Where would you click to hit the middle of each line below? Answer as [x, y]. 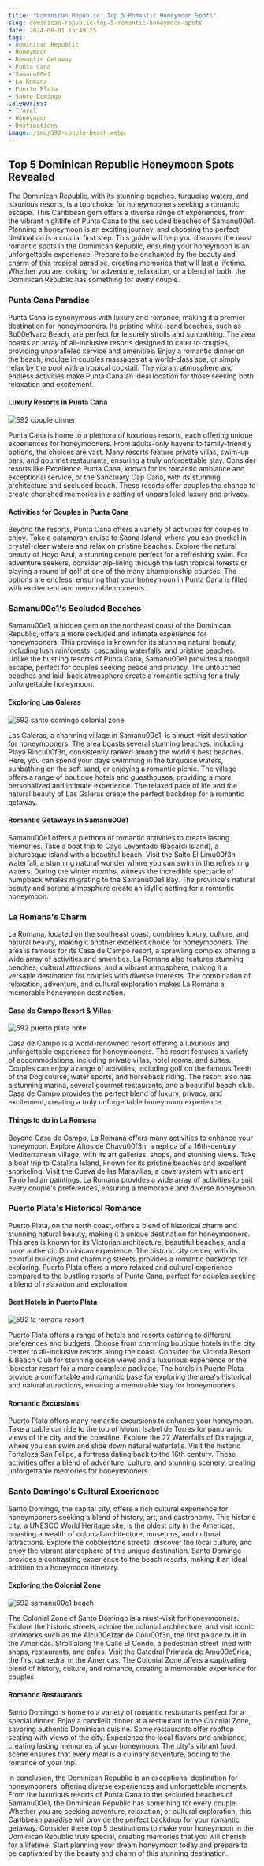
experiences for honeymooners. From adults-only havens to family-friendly [130, 443]
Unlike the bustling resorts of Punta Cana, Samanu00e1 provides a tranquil [129, 659]
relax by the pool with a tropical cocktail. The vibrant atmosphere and [121, 367]
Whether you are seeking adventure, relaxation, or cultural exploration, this [130, 1811]
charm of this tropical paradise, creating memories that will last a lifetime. [127, 263]
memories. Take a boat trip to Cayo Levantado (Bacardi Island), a [113, 846]
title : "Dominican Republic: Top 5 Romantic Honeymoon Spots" [112, 15]
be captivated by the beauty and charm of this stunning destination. [118, 1853]
